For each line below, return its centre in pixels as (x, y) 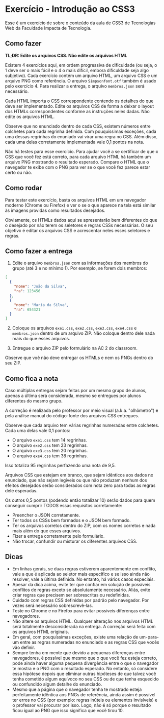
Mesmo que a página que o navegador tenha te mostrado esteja (77, 689)
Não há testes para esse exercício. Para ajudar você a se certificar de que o (82, 151)
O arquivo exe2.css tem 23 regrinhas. (50, 445)
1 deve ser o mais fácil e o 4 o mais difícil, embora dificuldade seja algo (77, 70)
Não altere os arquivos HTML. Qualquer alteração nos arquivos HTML (83, 621)
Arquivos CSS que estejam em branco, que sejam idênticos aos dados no (79, 475)
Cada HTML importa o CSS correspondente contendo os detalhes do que (79, 101)
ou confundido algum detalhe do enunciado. (57, 684)
